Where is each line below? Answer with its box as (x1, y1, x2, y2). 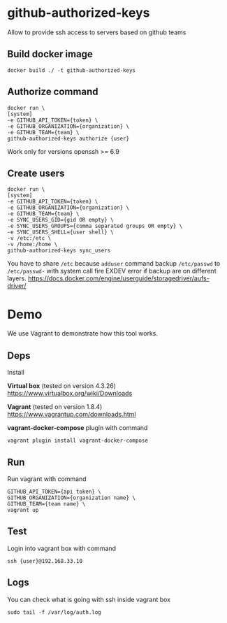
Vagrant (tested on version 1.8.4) (7, 403, 103, 411)
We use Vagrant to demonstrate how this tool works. (7, 329, 159, 338)
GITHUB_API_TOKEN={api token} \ (7, 488, 101, 495)
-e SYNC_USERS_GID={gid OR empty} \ (7, 217, 114, 224)
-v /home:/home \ (7, 241, 58, 248)
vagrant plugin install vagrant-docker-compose (7, 437, 149, 445)
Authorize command (7, 86, 98, 98)
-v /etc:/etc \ (7, 235, 52, 242)
